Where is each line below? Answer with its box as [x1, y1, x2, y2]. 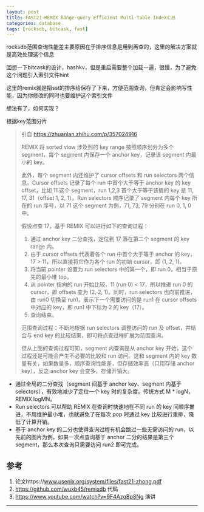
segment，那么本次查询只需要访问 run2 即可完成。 [15, 441, 143, 448]
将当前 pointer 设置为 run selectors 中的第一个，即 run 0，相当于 [30, 265, 192, 273]
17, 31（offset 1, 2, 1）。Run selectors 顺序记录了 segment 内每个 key [21, 194, 191, 202]
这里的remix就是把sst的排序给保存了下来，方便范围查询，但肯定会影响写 [6, 84, 187, 92]
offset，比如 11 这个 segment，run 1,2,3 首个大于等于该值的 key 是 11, [21, 186, 194, 194]
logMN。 [33, 395, 56, 403]
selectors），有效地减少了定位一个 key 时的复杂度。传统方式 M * [15, 388, 175, 395]
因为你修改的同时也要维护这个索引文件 [16, 92, 113, 99]
